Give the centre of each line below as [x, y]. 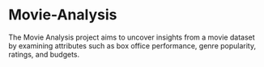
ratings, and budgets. [44, 54]
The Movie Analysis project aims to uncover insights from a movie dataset [132, 37]
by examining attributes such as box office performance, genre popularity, [132, 45]
